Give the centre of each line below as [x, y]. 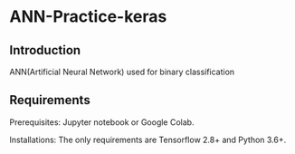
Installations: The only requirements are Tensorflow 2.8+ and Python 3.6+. [148, 140]
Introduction [45, 50]
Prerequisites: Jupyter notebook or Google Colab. [102, 122]
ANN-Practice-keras [88, 17]
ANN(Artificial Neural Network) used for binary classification [122, 72]
